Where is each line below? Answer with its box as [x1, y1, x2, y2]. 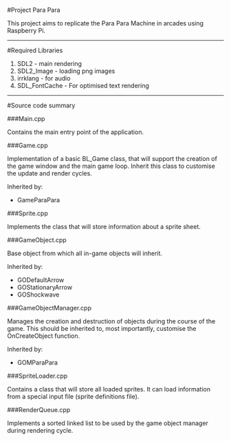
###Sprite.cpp [7, 209, 48, 217]
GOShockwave [16, 290, 60, 299]
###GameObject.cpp [7, 236, 67, 244]
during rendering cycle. [7, 427, 74, 434]
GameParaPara [16, 196, 60, 204]
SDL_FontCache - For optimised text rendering [16, 82, 150, 89]
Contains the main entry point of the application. [7, 128, 144, 136]
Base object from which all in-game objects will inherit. [7, 249, 163, 257]
